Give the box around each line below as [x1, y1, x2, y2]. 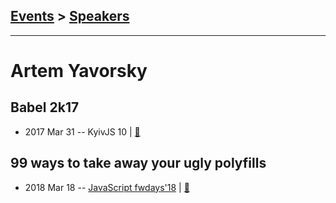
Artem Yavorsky [10, 60, 148, 82]
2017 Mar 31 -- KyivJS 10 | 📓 [24, 125, 141, 138]
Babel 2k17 [10, 99, 80, 116]
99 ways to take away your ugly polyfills [10, 155, 267, 172]
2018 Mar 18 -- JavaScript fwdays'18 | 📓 [24, 181, 190, 193]
